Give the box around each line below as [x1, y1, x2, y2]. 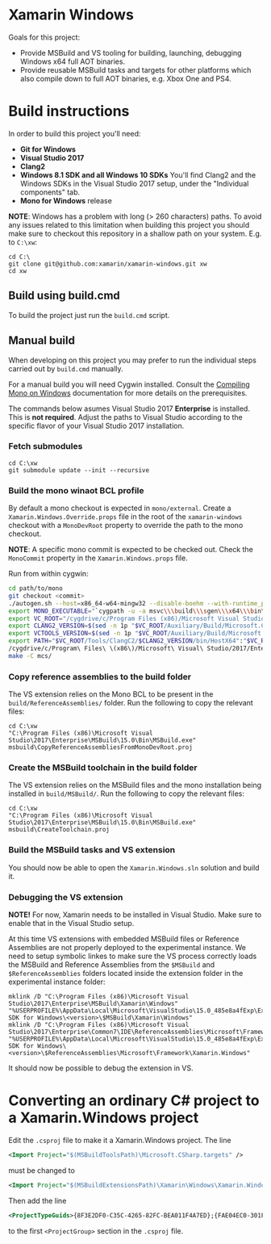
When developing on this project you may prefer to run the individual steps [8, 355, 256, 365]
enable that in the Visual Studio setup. [8, 919, 135, 928]
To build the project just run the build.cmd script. [8, 310, 170, 320]
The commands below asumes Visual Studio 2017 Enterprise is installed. [8, 404, 250, 413]
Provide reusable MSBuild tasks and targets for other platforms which [19, 65, 252, 74]
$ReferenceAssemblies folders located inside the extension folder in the [8, 969, 244, 978]
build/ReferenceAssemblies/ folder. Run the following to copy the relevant [8, 698, 254, 708]
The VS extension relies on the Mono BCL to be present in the [8, 689, 214, 699]
